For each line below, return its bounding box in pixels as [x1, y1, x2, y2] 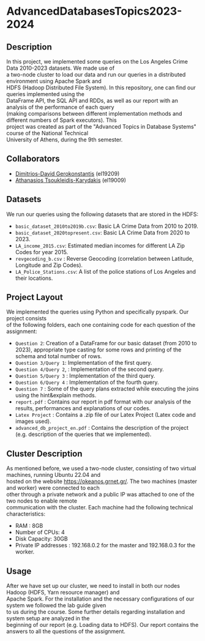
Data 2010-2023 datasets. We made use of [6, 64, 115, 72]
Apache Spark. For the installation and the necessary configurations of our [6, 595, 195, 602]
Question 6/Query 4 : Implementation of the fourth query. [15, 378, 159, 386]
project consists [6, 315, 47, 322]
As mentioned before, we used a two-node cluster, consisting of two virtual [6, 465, 196, 472]
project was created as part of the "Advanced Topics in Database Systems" [6, 123, 197, 130]
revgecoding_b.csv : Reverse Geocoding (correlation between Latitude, [15, 255, 194, 262]
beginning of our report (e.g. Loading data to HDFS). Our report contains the [6, 621, 199, 629]
